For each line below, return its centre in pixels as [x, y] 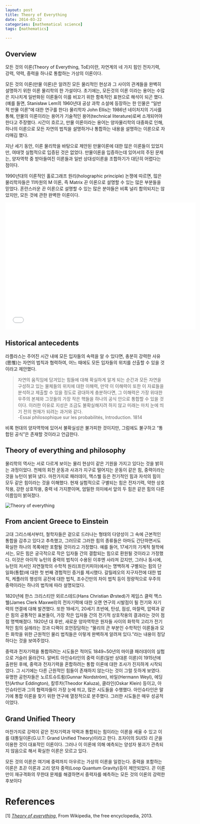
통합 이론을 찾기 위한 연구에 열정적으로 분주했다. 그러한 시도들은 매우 [82, 696]
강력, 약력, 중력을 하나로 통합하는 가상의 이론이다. [54, 73]
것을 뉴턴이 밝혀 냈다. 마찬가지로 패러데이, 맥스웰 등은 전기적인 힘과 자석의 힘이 [83, 476]
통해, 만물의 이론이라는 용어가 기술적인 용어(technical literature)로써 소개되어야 [84, 116]
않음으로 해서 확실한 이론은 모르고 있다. [49, 751]
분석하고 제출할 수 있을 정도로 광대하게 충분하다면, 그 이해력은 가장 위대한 [90, 392]
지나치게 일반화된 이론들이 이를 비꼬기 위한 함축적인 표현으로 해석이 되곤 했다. [87, 97]
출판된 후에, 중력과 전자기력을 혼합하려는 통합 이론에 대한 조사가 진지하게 [77, 664]
